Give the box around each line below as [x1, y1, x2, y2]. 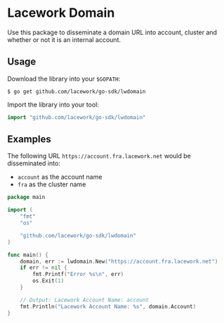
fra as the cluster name [17, 180, 86, 188]
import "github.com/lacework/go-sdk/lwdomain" [7, 114, 146, 121]
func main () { [7, 251, 49, 259]
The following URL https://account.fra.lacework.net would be [7, 152, 191, 160]
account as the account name [17, 173, 103, 181]
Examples [7, 133, 51, 145]
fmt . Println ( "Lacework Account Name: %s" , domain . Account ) [20, 303, 197, 310]
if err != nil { [20, 264, 68, 271]
